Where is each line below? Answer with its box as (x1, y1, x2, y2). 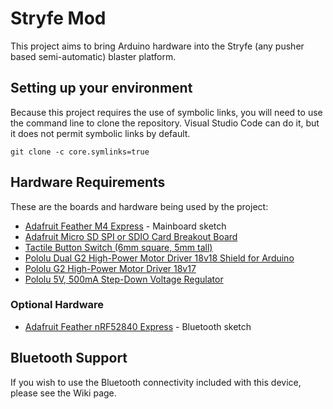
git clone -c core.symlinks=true (10, 147, 150, 157)
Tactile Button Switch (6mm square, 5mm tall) (24, 241, 213, 253)
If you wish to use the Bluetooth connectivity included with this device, (10, 376, 302, 388)
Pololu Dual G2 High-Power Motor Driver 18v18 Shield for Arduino (24, 252, 295, 264)
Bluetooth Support (10, 350, 128, 367)
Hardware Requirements (10, 174, 166, 191)
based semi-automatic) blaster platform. (10, 50, 177, 62)
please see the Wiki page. (10, 387, 117, 399)
